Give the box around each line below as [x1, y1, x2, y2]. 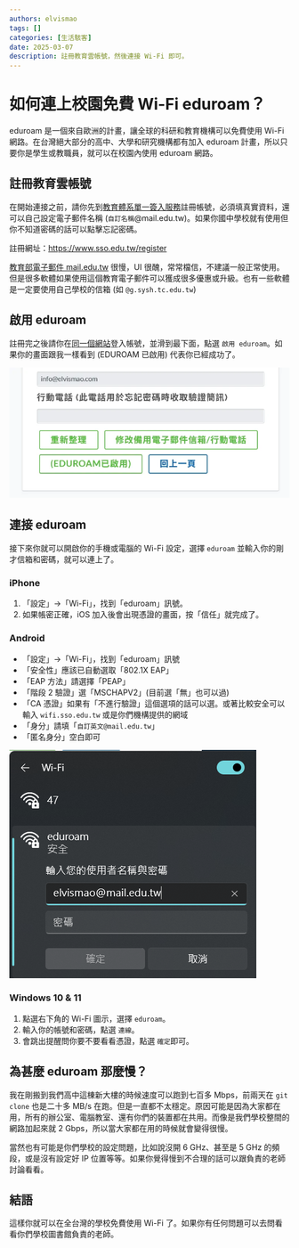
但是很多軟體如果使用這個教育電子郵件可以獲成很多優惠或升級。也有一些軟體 [9, 273, 290, 283]
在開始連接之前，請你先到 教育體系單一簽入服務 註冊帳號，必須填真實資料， [9, 201, 282, 212]
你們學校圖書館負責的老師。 [16, 1229, 118, 1240]
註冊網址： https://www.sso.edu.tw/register [9, 242, 167, 253]
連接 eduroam [9, 518, 87, 533]
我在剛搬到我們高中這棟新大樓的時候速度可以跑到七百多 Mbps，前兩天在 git [9, 1089, 288, 1100]
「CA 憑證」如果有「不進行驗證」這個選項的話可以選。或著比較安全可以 [21, 697, 286, 708]
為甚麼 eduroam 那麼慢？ [9, 1064, 149, 1080]
